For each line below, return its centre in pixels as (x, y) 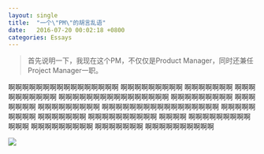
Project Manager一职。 (65, 71)
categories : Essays (40, 37)
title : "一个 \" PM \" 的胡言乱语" (57, 23)
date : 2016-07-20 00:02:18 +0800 (67, 30)
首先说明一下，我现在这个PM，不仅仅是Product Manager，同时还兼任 (140, 60)
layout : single (33, 15)
